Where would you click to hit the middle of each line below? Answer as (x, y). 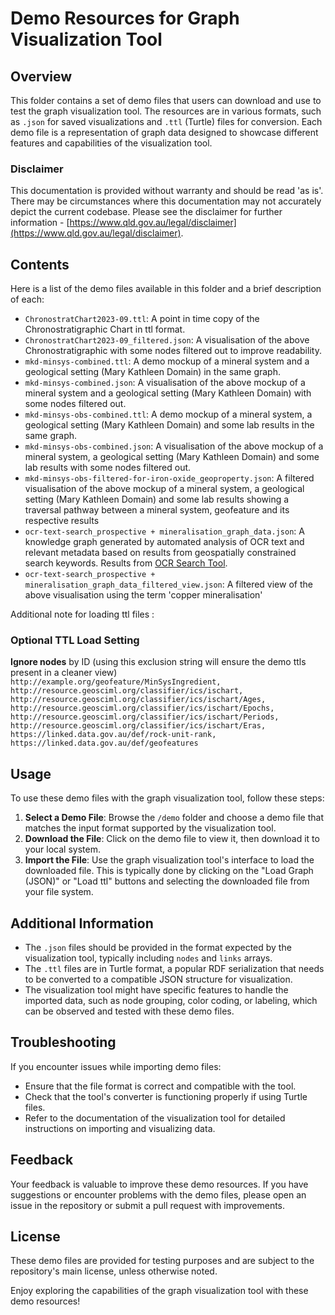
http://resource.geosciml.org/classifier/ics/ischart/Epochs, (142, 708)
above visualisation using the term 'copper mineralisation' (143, 595)
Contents (40, 264)
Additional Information (82, 923)
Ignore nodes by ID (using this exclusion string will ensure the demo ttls (158, 662)
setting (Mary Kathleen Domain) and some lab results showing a (157, 499)
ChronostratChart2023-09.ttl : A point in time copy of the (142, 319)
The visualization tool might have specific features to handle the (156, 990)
